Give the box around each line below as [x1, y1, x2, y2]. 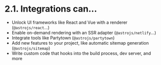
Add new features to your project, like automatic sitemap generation [11, 40, 149, 46]
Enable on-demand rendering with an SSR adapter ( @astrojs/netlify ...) [11, 30, 157, 35]
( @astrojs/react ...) [11, 24, 50, 30]
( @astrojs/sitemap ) [11, 45, 50, 51]
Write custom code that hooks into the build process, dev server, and [11, 50, 151, 56]
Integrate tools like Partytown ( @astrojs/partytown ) [11, 35, 115, 41]
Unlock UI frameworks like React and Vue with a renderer [11, 19, 128, 25]
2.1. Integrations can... [4, 3, 97, 15]
